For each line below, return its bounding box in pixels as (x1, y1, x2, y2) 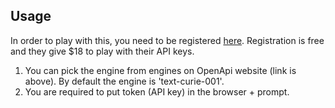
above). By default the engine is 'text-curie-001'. (24, 75, 225, 87)
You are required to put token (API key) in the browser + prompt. (24, 85, 290, 98)
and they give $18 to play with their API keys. (10, 45, 195, 57)
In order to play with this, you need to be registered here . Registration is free (10, 34, 325, 46)
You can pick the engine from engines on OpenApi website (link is (24, 64, 297, 76)
